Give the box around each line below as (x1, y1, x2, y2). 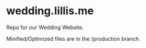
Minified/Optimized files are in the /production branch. (6, 35, 141, 42)
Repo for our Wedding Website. (6, 24, 84, 31)
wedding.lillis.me (6, 4, 94, 18)
